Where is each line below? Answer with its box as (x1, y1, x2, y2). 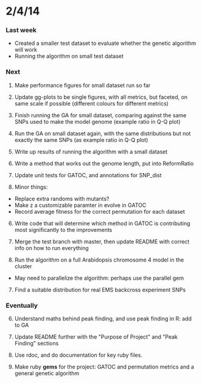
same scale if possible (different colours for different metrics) (14, 100, 169, 107)
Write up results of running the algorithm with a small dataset (14, 147, 168, 155)
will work (14, 46, 38, 53)
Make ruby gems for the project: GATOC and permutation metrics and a (14, 363, 194, 371)
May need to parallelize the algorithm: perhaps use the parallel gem (14, 274, 184, 282)
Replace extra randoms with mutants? (14, 195, 110, 202)
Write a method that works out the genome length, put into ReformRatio (14, 160, 194, 167)
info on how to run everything (14, 244, 89, 251)
